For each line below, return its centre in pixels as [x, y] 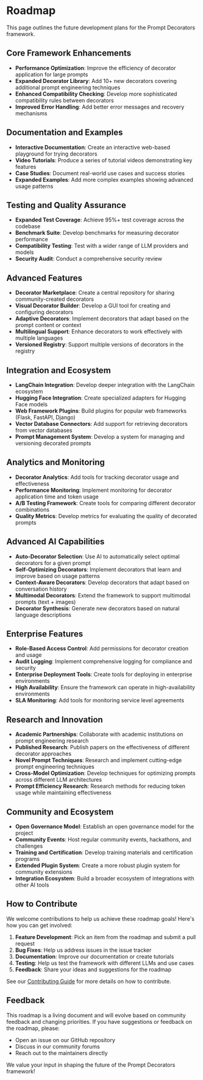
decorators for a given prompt [53, 563]
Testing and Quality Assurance [66, 205]
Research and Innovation [55, 720]
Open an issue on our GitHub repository [65, 1040]
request [25, 943]
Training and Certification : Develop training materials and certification [104, 852]
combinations [32, 509]
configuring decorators [44, 312]
